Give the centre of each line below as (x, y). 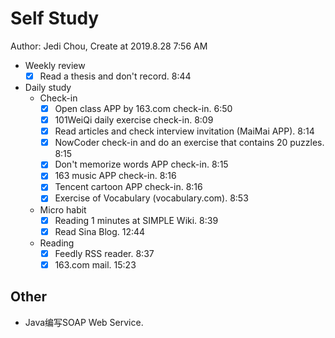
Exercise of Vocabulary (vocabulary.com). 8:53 (151, 198)
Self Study (55, 18)
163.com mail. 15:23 (95, 264)
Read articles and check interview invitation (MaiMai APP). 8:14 (184, 131)
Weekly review (55, 65)
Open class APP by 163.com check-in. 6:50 (143, 108)
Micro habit (63, 209)
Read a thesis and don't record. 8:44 (115, 76)
